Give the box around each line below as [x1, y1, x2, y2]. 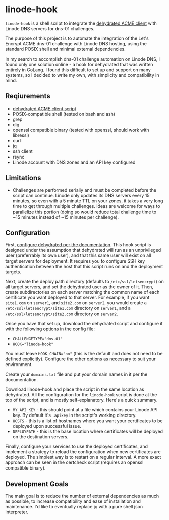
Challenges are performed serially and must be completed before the [12, 187, 156, 193]
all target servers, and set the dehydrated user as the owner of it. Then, [5, 284, 154, 290]
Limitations [5, 174, 41, 182]
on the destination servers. [12, 434, 69, 440]
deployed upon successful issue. [12, 423, 82, 429]
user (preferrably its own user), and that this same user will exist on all [5, 252, 151, 258]
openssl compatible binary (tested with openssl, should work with [12, 127, 150, 133]
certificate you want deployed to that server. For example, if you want [5, 294, 150, 301]
